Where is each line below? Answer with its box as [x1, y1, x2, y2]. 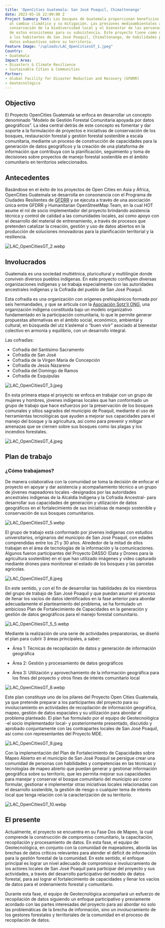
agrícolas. [5, 566, 26, 572]
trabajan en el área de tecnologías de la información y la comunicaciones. [5, 545, 155, 551]
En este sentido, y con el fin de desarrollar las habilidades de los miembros [5, 585, 157, 591]
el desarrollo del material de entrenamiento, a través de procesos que [5, 218, 146, 224]
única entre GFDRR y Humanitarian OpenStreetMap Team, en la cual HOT [5, 202, 153, 208]
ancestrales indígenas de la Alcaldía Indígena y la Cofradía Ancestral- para [5, 494, 156, 500]
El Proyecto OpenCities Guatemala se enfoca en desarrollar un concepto [5, 112, 152, 118]
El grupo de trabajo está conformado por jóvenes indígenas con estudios [5, 529, 153, 535]
